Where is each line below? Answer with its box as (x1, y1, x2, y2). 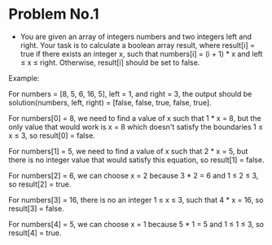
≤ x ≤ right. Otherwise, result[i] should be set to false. (20, 58, 200, 67)
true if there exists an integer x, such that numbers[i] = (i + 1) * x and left (20, 49, 263, 58)
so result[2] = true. (8, 179, 72, 189)
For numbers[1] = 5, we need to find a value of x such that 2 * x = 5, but (8, 146, 248, 156)
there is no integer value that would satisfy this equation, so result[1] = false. (8, 155, 265, 165)
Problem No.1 (8, 5, 99, 24)
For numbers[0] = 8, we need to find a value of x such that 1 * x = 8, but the (8, 113, 262, 122)
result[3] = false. (8, 204, 64, 213)
